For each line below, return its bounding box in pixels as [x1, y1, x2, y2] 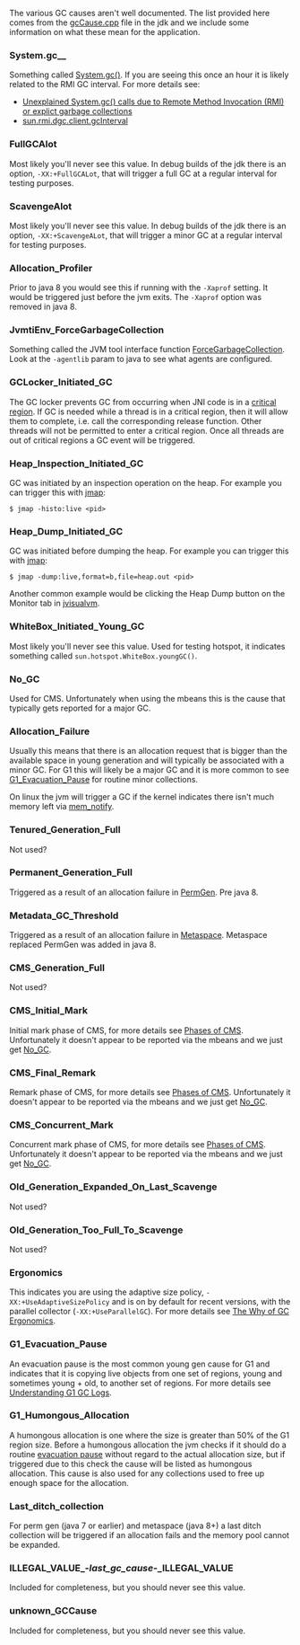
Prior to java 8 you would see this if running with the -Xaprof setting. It [9, 282, 269, 293]
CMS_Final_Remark [9, 1066, 97, 1079]
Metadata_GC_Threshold [9, 909, 119, 922]
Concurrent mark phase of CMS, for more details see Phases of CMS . [9, 1139, 266, 1150]
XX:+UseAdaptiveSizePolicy [9, 1298, 110, 1307]
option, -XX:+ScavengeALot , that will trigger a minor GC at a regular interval [9, 229, 283, 241]
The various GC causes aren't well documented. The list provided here [9, 8, 270, 18]
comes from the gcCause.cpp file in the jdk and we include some [9, 17, 249, 28]
